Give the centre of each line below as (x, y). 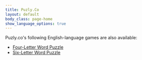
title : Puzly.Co (22, 10)
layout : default (22, 14)
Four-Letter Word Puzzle (38, 47)
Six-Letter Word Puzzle (36, 53)
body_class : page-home (29, 19)
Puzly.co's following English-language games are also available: (71, 38)
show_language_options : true (36, 24)
